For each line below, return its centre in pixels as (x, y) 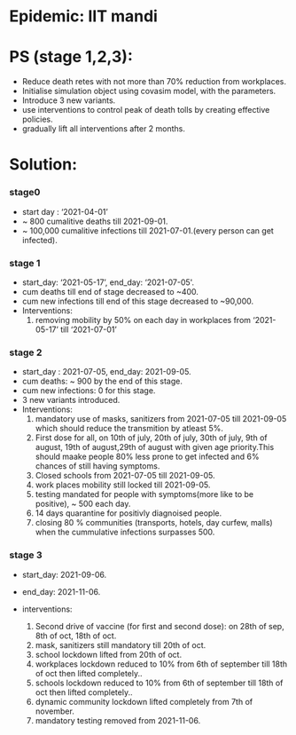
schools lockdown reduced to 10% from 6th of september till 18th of (159, 683)
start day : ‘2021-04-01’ (65, 211)
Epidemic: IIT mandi (83, 16)
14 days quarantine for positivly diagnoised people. (129, 513)
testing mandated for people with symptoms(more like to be (144, 494)
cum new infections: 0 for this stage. (89, 391)
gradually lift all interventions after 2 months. (104, 129)
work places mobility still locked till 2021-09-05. (123, 485)
